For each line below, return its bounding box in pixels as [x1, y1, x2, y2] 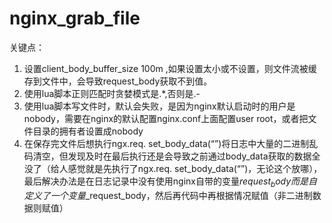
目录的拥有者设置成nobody [32, 125, 144, 137]
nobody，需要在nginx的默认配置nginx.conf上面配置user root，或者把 [23, 112, 309, 124]
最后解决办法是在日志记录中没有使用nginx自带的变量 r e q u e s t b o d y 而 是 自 [23, 175, 318, 189]
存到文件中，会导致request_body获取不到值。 [23, 75, 213, 87]
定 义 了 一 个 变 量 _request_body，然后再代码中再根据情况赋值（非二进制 [23, 189, 313, 201]
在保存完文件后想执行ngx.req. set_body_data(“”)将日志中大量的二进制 [23, 137, 310, 149]
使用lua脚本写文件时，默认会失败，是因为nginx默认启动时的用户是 [23, 100, 296, 112]
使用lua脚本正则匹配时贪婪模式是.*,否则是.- [23, 87, 201, 99]
